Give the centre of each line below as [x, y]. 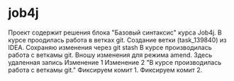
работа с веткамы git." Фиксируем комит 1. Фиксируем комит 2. [105, 70]
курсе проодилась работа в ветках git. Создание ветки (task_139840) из [117, 39]
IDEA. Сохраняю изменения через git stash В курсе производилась [110, 47]
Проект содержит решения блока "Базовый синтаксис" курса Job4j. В [115, 32]
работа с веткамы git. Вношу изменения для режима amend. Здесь [110, 55]
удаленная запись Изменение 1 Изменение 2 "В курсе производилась [115, 62]
